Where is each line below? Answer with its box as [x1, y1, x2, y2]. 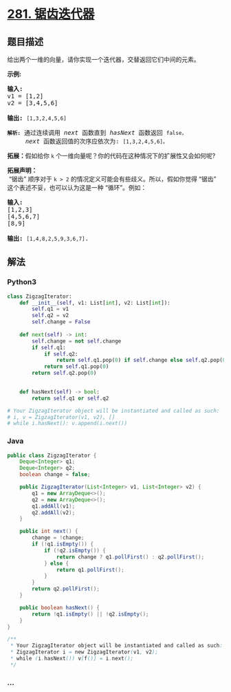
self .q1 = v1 [32, 305, 69, 313]
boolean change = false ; [19, 471, 91, 478]
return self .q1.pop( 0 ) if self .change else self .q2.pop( [56, 357, 223, 364]
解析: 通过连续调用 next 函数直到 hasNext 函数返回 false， [7, 129, 187, 136]
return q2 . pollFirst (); [32, 585, 100, 592]
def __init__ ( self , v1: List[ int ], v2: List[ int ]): [19, 299, 170, 306]
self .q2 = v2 [32, 312, 69, 319]
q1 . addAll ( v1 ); [32, 503, 76, 510]
